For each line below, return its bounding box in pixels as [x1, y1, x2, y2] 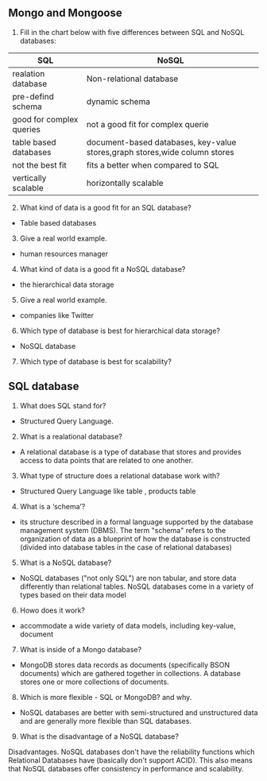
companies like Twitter [19, 310, 94, 320]
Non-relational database [86, 73, 179, 84]
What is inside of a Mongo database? [19, 644, 141, 654]
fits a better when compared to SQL [86, 159, 220, 170]
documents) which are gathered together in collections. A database [19, 668, 241, 678]
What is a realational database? [19, 431, 123, 441]
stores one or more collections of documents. [19, 677, 169, 686]
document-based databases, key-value [86, 137, 237, 148]
